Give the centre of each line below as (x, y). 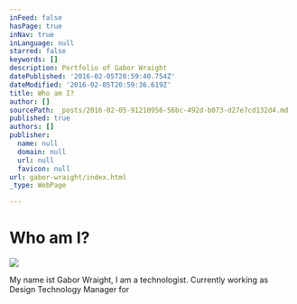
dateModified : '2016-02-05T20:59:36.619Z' (90, 85)
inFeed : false (36, 18)
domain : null (42, 152)
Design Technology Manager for (70, 290)
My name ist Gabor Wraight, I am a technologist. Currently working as (139, 280)
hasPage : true (36, 26)
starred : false (38, 51)
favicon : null (44, 169)
